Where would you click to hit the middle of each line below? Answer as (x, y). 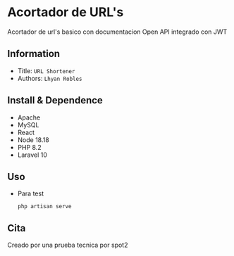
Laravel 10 (32, 155)
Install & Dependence (55, 100)
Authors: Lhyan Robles (50, 78)
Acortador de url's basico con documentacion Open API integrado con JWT (117, 32)
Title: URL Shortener (46, 70)
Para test (31, 193)
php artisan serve (44, 207)
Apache (29, 117)
